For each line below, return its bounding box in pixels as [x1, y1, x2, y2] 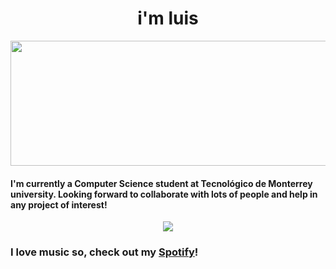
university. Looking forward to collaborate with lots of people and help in [10, 188, 318, 200]
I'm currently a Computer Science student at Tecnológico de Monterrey [10, 177, 313, 189]
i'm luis [137, 7, 199, 30]
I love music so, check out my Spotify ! [10, 245, 199, 259]
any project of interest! [10, 198, 108, 211]
